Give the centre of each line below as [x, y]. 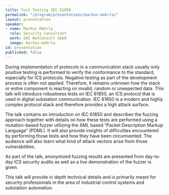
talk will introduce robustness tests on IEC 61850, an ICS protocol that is [80, 94]
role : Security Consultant [38, 33]
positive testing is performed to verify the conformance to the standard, [80, 72]
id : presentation [24, 48]
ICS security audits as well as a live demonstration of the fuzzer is [83, 162]
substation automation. [29, 187]
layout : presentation [28, 19]
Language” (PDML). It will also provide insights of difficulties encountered [82, 130]
